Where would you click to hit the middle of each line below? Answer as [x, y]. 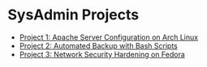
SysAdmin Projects [73, 15]
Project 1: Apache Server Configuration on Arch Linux [109, 37]
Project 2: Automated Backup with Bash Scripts [98, 45]
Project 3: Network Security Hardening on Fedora [102, 54]
